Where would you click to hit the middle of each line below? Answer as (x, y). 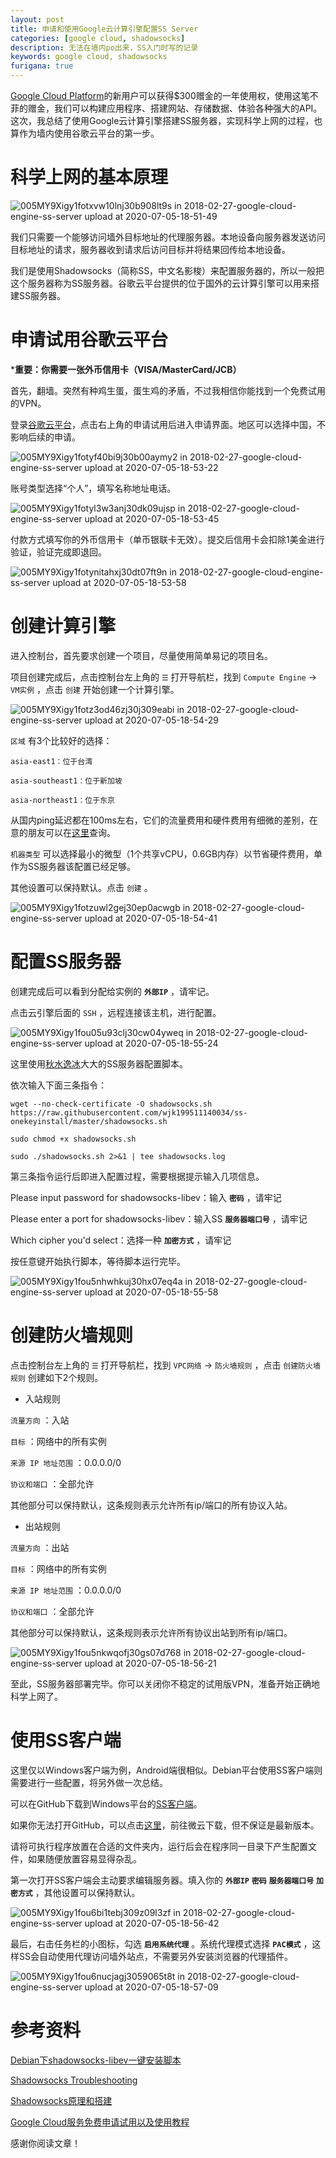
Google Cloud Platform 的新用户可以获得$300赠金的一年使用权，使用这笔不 (164, 95)
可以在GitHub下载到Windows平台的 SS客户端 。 (106, 1803)
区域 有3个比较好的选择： (61, 740)
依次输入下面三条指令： (58, 1085)
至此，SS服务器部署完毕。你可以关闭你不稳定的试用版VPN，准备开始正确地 (165, 1683)
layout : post (37, 19)
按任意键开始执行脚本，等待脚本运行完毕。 (98, 1261)
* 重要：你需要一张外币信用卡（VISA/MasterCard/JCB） (126, 369)
